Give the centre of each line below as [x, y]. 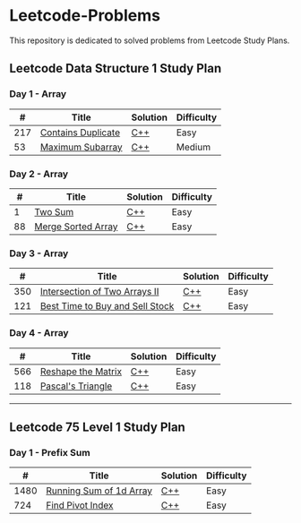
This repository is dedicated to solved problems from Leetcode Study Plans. [150, 40]
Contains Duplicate [80, 133]
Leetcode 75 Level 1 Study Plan [97, 427]
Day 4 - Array [39, 333]
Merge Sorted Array [76, 227]
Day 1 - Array [38, 94]
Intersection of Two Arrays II [99, 292]
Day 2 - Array [39, 174]
